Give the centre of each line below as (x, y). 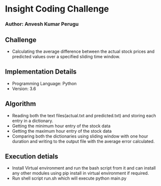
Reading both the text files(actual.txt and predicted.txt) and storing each (84, 115)
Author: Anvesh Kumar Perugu (42, 24)
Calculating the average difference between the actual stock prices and (83, 51)
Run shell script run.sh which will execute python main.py (69, 178)
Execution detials (32, 156)
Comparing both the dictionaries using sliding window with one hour (80, 136)
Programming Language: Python (44, 83)
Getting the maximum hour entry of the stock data (62, 131)
